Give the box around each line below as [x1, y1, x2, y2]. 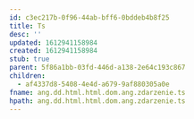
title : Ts [9, 21, 46, 30]
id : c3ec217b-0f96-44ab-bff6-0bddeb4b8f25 [9, 13, 170, 22]
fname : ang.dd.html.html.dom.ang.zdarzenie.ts [9, 88, 186, 97]
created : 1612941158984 [9, 47, 98, 55]
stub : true [9, 55, 50, 64]
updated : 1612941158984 [9, 38, 98, 47]
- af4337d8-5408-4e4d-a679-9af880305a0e [17, 80, 170, 89]
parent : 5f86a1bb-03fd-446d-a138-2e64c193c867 [9, 64, 186, 72]
